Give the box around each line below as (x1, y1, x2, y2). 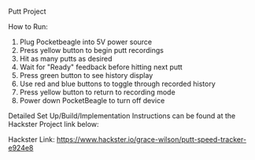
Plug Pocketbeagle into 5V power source (19, 37, 152, 47)
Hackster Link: (8, 135, 55, 144)
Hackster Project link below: (8, 120, 100, 128)
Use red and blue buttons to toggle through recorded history (19, 79, 216, 88)
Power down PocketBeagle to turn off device (19, 96, 165, 105)
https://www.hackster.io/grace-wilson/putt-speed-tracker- (56, 135, 246, 144)
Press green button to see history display (19, 71, 153, 80)
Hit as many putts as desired (19, 54, 113, 63)
